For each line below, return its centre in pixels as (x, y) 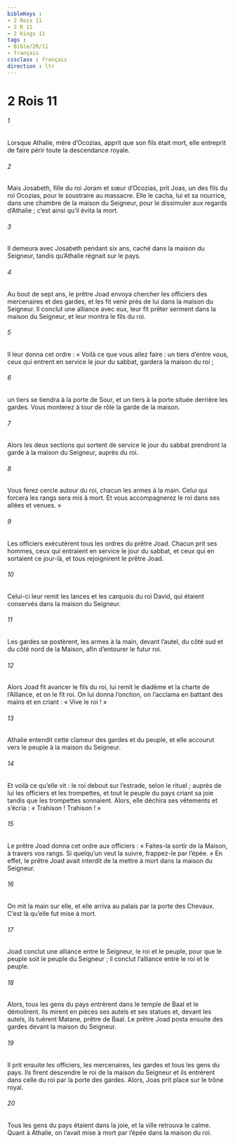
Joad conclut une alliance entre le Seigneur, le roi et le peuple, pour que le (115, 952)
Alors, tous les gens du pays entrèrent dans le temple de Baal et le (103, 1005)
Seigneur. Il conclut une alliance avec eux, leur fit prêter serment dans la (112, 309)
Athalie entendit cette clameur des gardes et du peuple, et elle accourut (111, 740)
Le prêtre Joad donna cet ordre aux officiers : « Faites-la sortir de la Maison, (117, 846)
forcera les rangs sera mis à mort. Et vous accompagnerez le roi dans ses (114, 498)
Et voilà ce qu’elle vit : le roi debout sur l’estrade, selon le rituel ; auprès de (115, 785)
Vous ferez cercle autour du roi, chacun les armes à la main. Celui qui (108, 491)
